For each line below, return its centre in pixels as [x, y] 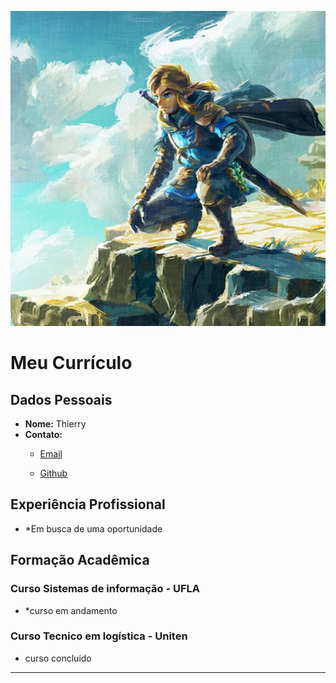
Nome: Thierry [55, 424]
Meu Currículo [71, 363]
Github [53, 473]
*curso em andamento [71, 610]
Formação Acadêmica [80, 560]
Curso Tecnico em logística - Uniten [99, 636]
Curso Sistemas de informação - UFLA [105, 589]
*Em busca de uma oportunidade [93, 528]
